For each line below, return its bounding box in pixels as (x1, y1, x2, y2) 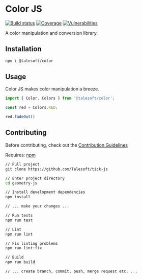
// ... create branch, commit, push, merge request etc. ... (5, 269, 138, 274)
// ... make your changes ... (5, 204, 70, 209)
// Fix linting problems (5, 241, 58, 246)
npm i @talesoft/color (5, 58, 53, 63)
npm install (5, 195, 31, 200)
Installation (5, 44, 42, 54)
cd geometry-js (5, 180, 38, 185)
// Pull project (5, 161, 40, 167)
